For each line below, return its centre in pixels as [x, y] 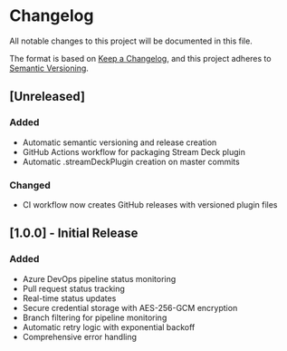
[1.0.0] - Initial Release [74, 234]
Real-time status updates [69, 298]
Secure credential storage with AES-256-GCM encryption [130, 307]
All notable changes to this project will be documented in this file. [131, 41]
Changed [30, 185]
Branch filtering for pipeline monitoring [95, 317]
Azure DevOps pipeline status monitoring [99, 278]
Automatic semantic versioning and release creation [120, 142]
